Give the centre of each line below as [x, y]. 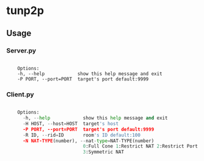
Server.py [21, 51]
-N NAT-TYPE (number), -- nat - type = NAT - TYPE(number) [88, 141]
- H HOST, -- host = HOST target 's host [71, 123]
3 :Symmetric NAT [103, 152]
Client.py [20, 94]
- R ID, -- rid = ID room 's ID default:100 [81, 135]
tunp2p [25, 11]
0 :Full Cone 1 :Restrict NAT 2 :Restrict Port [140, 146]
